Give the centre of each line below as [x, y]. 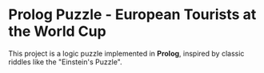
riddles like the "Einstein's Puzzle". [65, 62]
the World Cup [57, 31]
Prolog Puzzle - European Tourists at [132, 15]
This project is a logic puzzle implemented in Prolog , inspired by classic [126, 53]
